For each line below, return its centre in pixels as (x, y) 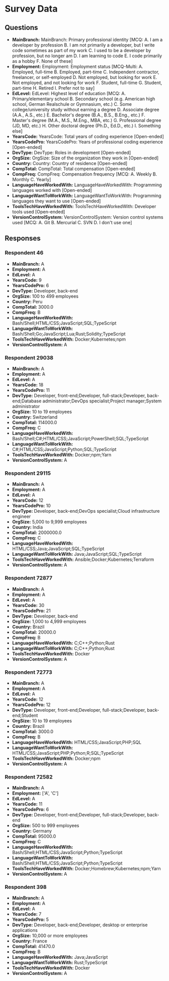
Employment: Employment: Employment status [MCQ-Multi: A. (78, 67)
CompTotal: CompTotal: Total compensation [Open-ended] (74, 169)
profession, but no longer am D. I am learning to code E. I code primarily (87, 56)
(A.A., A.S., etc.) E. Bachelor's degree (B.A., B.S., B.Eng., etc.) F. (78, 115)
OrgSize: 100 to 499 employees (45, 296)
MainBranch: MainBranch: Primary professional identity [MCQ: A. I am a (87, 39)
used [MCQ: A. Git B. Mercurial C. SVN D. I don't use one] (72, 222)
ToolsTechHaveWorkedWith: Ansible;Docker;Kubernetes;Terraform (83, 559)
